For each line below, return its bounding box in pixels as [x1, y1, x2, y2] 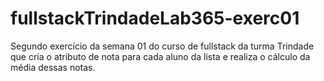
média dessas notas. [10, 61, 96, 73]
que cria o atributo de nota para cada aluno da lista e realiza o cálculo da [10, 50, 311, 62]
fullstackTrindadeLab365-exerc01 [10, 7, 300, 30]
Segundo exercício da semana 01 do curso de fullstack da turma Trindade [10, 40, 315, 52]
